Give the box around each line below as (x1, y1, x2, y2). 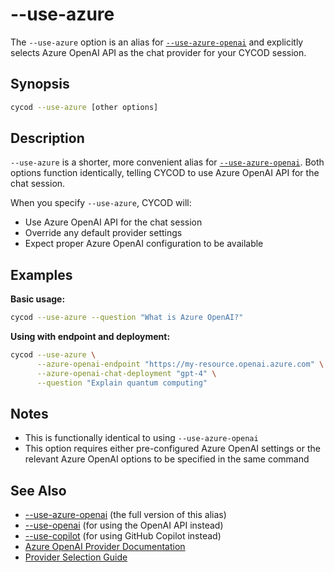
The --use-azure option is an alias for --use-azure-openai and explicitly (10, 36, 304, 48)
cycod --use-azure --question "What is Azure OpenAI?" (10, 313, 244, 323)
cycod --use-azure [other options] (10, 102, 159, 112)
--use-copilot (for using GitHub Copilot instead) (24, 530, 222, 542)
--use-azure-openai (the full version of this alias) (24, 509, 227, 521)
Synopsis (10, 76, 70, 93)
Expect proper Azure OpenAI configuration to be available (24, 238, 264, 250)
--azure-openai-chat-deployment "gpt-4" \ (36, 368, 217, 378)
